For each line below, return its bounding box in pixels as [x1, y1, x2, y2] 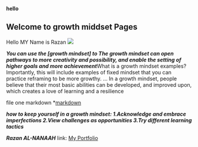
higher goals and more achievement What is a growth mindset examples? [6, 62, 187, 70]
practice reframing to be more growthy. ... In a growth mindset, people [6, 75, 177, 82]
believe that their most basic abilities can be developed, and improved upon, [6, 81, 192, 88]
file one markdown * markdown [6, 99, 82, 106]
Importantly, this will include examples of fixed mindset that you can [6, 68, 172, 76]
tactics [6, 123, 24, 130]
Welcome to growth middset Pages [6, 22, 138, 32]
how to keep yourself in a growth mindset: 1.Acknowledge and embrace [6, 110, 186, 117]
